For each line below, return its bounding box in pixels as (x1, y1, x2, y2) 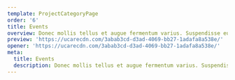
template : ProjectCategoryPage (7, 10, 99, 17)
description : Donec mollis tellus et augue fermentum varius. (13, 62, 199, 69)
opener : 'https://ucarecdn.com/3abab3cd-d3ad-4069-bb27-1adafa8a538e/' (7, 42, 220, 49)
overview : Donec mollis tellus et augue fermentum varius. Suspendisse (7, 29, 220, 37)
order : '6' (7, 17, 39, 24)
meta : (7, 49, 23, 56)
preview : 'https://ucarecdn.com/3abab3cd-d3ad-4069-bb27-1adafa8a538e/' (7, 36, 224, 43)
